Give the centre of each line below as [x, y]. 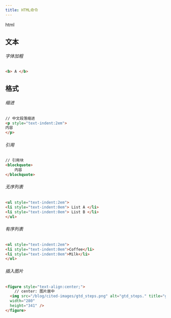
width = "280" [23, 301]
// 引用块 [15, 161]
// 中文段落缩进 [20, 118]
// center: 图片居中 [35, 291]
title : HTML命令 [22, 10]
